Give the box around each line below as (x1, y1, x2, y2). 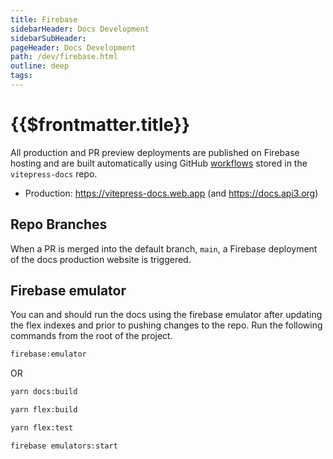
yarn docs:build (10, 387, 78, 397)
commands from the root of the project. (10, 330, 173, 342)
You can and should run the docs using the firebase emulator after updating (10, 309, 323, 321)
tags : (10, 71, 33, 81)
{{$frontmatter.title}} (10, 114, 191, 136)
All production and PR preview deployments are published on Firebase (10, 146, 300, 158)
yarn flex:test (10, 423, 74, 433)
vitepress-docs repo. (10, 167, 98, 180)
